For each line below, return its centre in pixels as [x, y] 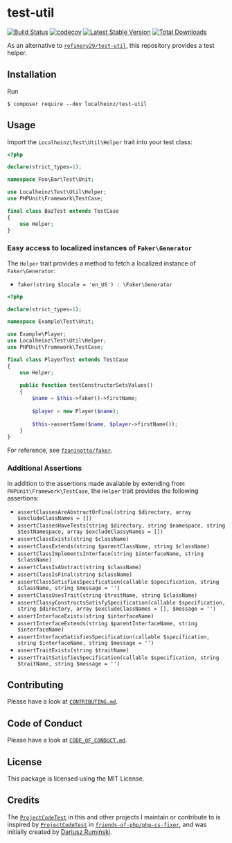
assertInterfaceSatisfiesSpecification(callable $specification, [113, 637]
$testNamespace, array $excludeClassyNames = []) [90, 532]
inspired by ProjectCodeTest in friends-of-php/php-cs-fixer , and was [107, 824]
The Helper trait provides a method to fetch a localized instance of [101, 263]
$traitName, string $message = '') [69, 663]
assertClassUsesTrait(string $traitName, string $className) [107, 595]
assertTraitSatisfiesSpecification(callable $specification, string [118, 658]
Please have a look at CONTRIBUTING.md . [63, 702]
